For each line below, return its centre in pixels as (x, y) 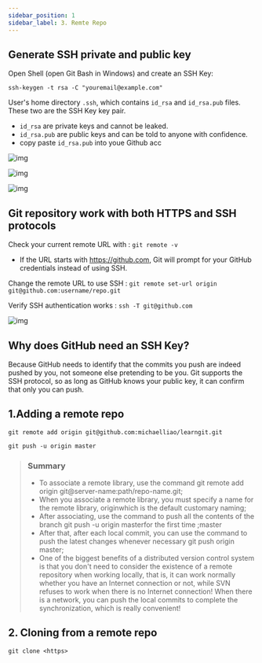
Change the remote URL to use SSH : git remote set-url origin (113, 283)
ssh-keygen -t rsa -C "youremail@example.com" (86, 88)
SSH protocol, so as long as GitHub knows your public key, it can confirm (126, 381)
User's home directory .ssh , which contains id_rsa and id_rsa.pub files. (124, 102)
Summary (46, 466)
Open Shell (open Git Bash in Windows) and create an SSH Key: (111, 74)
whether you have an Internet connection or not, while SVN (135, 584)
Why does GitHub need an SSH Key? (99, 346)
